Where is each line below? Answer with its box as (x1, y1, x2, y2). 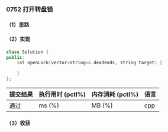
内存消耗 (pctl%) (91, 90, 139, 98)
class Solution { (6, 49, 49, 55)
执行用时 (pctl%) (38, 90, 86, 98)
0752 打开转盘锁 (6, 5, 53, 13)
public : (6, 54, 25, 60)
